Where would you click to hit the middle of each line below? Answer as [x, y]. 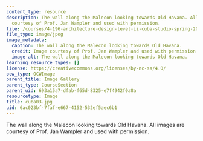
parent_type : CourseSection [42, 85]
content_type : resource [36, 12]
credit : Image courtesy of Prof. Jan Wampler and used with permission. [105, 51]
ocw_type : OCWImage [31, 74]
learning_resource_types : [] [43, 62]
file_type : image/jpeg [35, 34]
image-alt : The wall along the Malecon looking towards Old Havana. [100, 57]
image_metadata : [27, 40]
